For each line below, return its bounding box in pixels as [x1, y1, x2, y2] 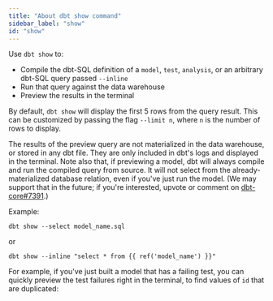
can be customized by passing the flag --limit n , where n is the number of [8, 115, 261, 125]
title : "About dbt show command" [8, 11, 122, 20]
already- [232, 166, 261, 175]
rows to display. [8, 123, 61, 134]
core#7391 [8, 191, 45, 201]
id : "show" [8, 27, 45, 35]
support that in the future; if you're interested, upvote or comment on [8, 183, 240, 192]
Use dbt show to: [8, 49, 64, 59]
